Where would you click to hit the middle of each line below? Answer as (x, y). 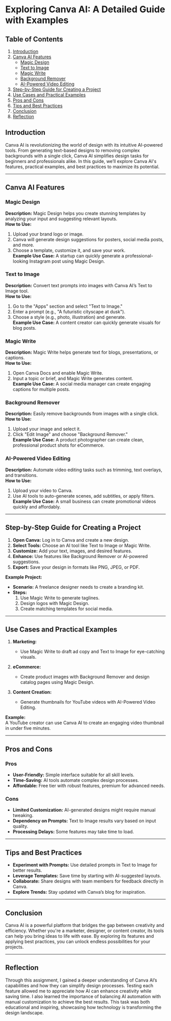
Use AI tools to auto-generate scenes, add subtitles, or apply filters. (84, 496)
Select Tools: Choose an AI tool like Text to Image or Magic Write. (82, 545)
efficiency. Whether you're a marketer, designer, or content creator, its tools (85, 931)
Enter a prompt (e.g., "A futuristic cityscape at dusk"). (69, 311)
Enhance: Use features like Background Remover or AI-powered (80, 556)
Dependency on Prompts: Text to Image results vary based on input (84, 821)
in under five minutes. (28, 728)
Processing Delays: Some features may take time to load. (73, 832)
